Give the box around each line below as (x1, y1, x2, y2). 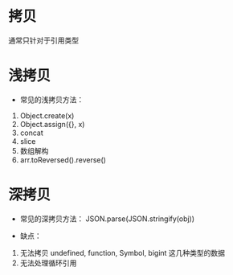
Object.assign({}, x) (19, 119, 85, 129)
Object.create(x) (19, 110, 75, 121)
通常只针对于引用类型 (8, 35, 79, 45)
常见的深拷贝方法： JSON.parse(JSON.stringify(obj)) (19, 214, 195, 224)
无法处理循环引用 (19, 258, 77, 268)
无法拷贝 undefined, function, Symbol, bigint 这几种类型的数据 (19, 248, 226, 257)
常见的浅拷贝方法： (19, 94, 84, 105)
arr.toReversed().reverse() (19, 154, 107, 165)
